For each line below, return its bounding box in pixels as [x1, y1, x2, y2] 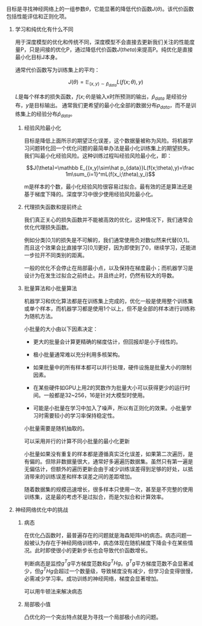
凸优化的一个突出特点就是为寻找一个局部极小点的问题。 [24, 613, 162, 621]
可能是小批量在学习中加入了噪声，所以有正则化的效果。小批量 [33, 404, 187, 412]
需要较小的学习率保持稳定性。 [43, 412, 118, 419]
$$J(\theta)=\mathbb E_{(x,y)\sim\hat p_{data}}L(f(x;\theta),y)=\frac [26, 164, 195, 171]
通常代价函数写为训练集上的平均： [14, 66, 100, 74]
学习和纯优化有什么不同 [14, 26, 74, 33]
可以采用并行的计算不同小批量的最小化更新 [24, 437, 130, 445]
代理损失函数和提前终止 [24, 203, 83, 210]
